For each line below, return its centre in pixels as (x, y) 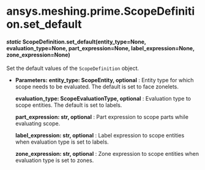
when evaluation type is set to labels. (62, 142)
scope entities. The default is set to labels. (69, 105)
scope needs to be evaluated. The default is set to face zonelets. (97, 87)
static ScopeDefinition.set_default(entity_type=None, (76, 42)
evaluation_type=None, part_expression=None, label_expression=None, (100, 48)
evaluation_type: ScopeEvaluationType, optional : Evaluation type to (103, 99)
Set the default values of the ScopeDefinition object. (73, 68)
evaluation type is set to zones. (54, 160)
